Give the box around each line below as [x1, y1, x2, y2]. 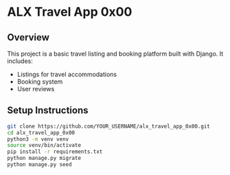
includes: [7, 57, 33, 65]
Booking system [16, 78, 63, 86]
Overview [7, 32, 50, 43]
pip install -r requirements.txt [7, 148, 103, 155]
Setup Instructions [7, 104, 89, 117]
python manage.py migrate [7, 155, 81, 162]
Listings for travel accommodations [16, 70, 117, 78]
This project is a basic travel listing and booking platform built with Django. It [7, 49, 224, 58]
